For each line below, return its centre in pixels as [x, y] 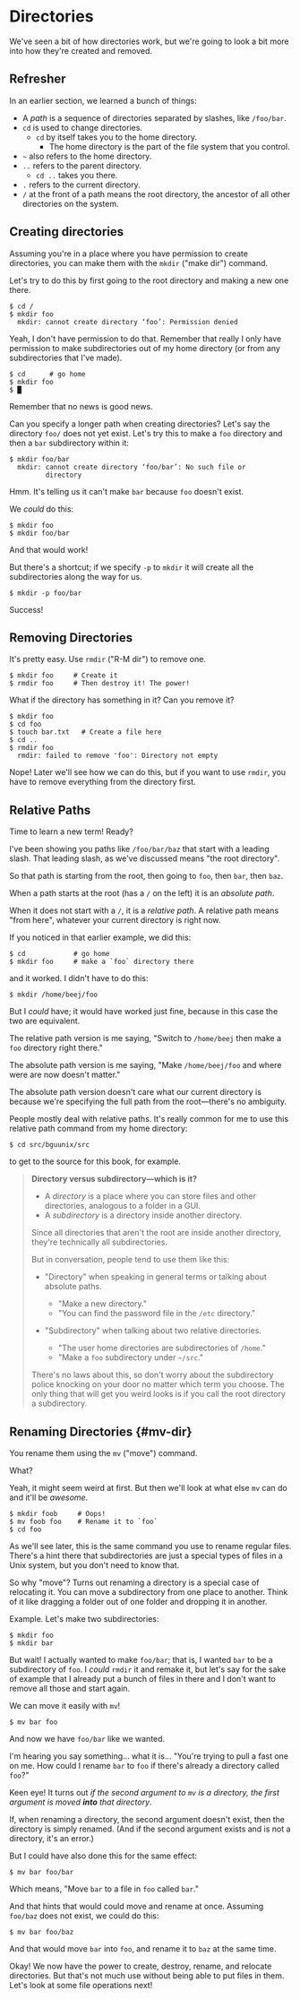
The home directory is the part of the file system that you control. [169, 146]
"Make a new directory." [103, 1304]
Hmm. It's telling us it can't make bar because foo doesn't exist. [127, 491]
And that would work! [49, 549]
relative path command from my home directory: [99, 1129]
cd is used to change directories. [82, 127]
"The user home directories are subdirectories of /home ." [162, 1348]
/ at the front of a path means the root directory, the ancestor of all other [156, 194]
